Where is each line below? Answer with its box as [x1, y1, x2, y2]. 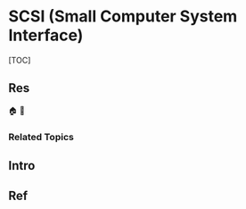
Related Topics [8, 130, 75, 143]
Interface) [8, 25, 84, 46]
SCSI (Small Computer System [8, 6, 238, 27]
